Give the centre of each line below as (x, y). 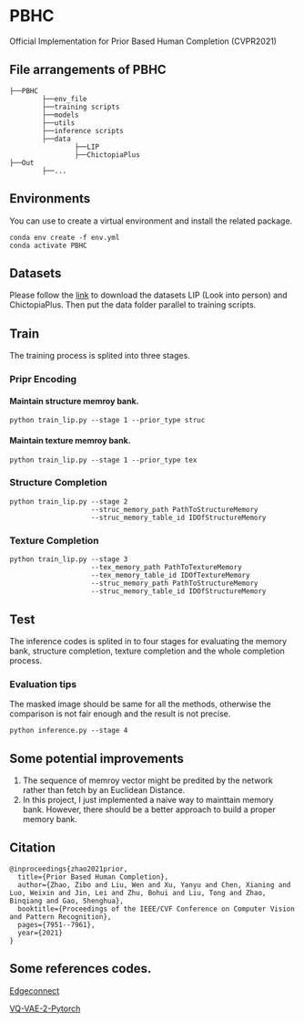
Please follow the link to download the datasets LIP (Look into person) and (149, 295)
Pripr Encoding (43, 380)
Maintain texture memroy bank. (70, 440)
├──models (61, 115)
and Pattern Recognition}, (61, 917)
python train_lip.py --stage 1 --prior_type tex (103, 460)
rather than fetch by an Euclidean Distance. (104, 790)
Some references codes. (81, 969)
